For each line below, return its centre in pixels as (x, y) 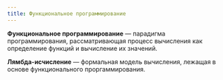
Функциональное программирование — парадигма (86, 33)
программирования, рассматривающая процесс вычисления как (105, 41)
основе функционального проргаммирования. (76, 69)
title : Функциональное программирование (67, 14)
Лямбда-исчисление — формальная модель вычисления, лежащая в (111, 62)
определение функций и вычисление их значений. (83, 48)
